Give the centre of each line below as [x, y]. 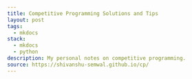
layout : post [26, 20]
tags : [15, 26]
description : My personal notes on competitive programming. [97, 58]
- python [26, 52]
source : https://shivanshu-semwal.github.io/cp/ [78, 65]
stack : [17, 39]
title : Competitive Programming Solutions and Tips [83, 13]
